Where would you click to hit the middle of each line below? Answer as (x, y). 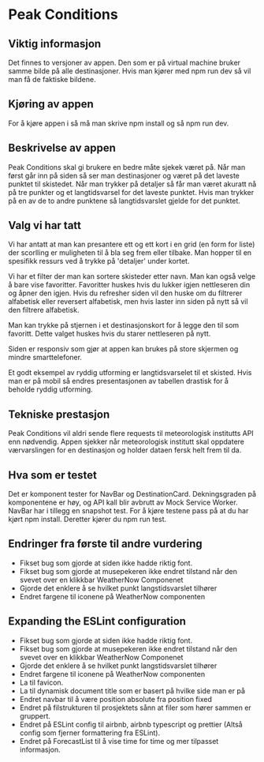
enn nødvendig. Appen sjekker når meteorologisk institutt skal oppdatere (126, 442)
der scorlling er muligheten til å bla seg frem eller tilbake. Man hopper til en (130, 253)
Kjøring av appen (51, 104)
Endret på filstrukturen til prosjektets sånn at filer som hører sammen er (136, 708)
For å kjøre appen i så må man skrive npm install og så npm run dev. (119, 123)
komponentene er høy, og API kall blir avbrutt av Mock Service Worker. (123, 502)
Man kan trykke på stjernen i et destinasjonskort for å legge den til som (124, 325)
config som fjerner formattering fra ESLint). (89, 733)
